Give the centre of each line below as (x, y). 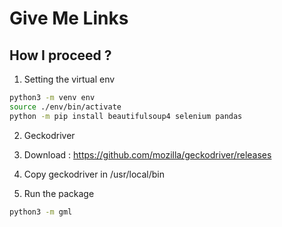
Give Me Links (69, 18)
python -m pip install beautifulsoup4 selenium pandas (126, 116)
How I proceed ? (60, 55)
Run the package (59, 193)
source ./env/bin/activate (65, 107)
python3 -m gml (41, 212)
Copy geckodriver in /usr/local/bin (94, 174)
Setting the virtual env (69, 79)
